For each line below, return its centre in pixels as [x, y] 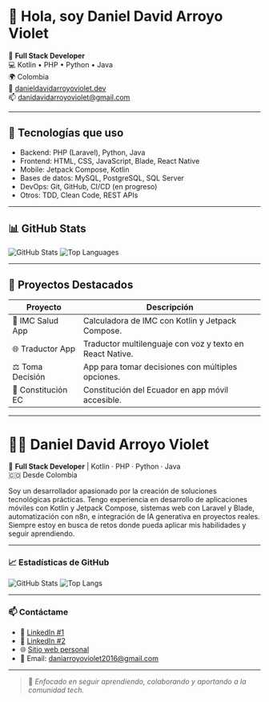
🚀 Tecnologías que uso [66, 133]
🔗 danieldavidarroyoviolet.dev [57, 88]
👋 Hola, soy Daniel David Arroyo [116, 16]
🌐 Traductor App [44, 349]
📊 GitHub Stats [47, 229]
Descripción [170, 307]
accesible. [102, 400]
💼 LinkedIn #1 [42, 632]
